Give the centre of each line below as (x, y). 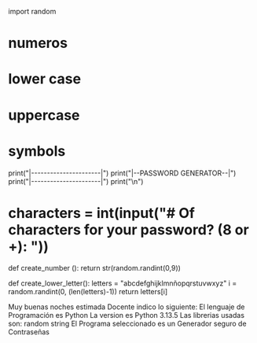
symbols (37, 151)
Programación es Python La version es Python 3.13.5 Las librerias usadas (127, 315)
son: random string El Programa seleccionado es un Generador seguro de (127, 324)
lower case (44, 79)
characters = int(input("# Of (101, 213)
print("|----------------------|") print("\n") (76, 181)
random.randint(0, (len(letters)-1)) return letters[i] (88, 292)
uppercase (44, 115)
